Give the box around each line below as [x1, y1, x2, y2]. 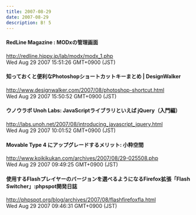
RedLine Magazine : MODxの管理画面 [6, 38, 99, 46]
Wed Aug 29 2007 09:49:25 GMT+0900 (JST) [6, 161, 118, 168]
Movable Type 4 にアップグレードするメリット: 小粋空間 [6, 141, 144, 148]
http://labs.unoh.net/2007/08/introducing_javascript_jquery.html [6, 120, 164, 127]
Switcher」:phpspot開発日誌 [6, 182, 78, 190]
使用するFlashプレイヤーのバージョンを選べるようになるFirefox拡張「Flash [6, 175, 191, 182]
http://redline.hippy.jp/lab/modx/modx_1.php [6, 52, 113, 59]
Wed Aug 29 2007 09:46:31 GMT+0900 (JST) [6, 203, 117, 210]
